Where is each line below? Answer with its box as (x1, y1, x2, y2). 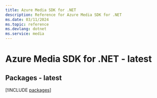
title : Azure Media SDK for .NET (5, 7, 76, 13)
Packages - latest (5, 73, 62, 82)
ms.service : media (5, 31, 44, 36)
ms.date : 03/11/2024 (5, 17, 49, 22)
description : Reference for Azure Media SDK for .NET (5, 12, 122, 17)
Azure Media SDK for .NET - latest (5, 53, 152, 65)
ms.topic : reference (5, 21, 49, 27)
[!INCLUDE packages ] (5, 87, 51, 93)
